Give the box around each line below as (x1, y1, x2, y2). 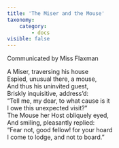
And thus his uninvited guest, (7, 82, 89, 90)
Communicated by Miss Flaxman (7, 54, 99, 62)
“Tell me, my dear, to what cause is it (7, 97, 110, 105)
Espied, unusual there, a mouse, (7, 75, 97, 83)
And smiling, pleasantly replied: (7, 119, 95, 127)
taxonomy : (7, 16, 35, 23)
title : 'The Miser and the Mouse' (7, 10, 105, 17)
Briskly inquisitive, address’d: (7, 90, 89, 98)
